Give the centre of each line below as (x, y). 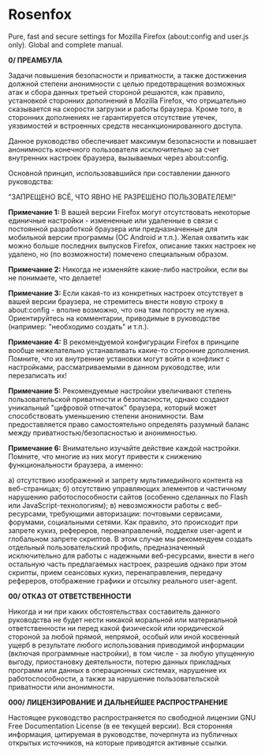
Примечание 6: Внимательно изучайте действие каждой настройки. (125, 448)
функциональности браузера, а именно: (76, 464)
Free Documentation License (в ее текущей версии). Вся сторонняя (120, 726)
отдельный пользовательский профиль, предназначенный (106, 547)
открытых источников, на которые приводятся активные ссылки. (118, 742)
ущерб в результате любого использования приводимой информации (126, 644)
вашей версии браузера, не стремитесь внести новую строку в (116, 301)
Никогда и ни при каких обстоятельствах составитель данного (114, 611)
